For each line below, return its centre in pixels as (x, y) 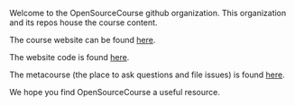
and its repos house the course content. (83, 22)
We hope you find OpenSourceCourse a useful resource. (115, 92)
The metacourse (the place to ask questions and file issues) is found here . (147, 75)
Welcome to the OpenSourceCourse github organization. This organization (148, 13)
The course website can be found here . (83, 40)
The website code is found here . (69, 57)
